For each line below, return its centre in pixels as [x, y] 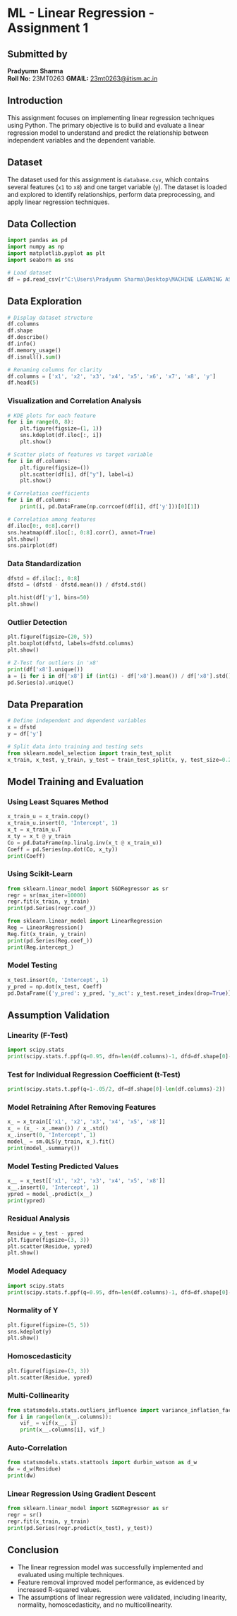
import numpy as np [36, 247]
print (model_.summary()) [44, 1148]
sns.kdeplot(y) [30, 1331]
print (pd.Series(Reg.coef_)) [50, 940]
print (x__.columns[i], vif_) [63, 1430]
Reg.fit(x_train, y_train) [47, 934]
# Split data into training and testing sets [75, 746]
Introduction [35, 101]
